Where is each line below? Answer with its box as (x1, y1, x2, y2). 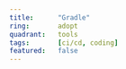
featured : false (9, 47, 78, 56)
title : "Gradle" (9, 13, 91, 22)
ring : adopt (9, 22, 78, 30)
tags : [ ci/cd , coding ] (9, 38, 119, 47)
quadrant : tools (9, 30, 78, 39)
